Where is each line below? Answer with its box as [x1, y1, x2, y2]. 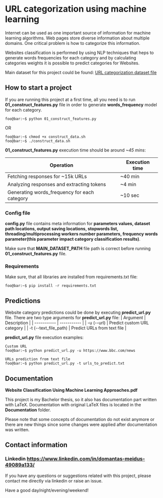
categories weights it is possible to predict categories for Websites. [5, 60, 140, 66]
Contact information [5, 441, 68, 449]
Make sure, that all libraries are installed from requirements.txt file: [5, 274, 138, 280]
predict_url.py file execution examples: [5, 335, 84, 341]
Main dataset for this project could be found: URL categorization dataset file [5, 69, 157, 75]
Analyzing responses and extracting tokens [7, 181, 106, 188]
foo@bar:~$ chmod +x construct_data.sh [5, 134, 86, 139]
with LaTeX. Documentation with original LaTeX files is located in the [5, 402, 142, 407]
